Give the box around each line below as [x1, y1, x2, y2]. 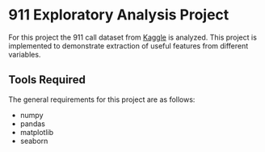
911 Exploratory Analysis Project [8, 6, 229, 24]
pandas [19, 119, 46, 129]
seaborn [19, 136, 48, 146]
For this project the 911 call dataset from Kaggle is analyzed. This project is [8, 32, 257, 42]
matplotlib [19, 127, 54, 137]
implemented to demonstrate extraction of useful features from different [8, 40, 249, 50]
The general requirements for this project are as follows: [8, 95, 196, 104]
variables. [8, 49, 41, 59]
